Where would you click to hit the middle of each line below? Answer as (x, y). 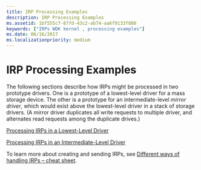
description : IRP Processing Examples (55, 18)
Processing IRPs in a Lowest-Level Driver (58, 130)
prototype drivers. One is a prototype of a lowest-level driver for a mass (96, 93)
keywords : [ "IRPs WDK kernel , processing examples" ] (76, 29)
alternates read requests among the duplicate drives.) (73, 119)
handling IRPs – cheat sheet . (42, 160)
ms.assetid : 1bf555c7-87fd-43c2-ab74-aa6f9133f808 (71, 23)
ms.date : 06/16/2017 (32, 34)
